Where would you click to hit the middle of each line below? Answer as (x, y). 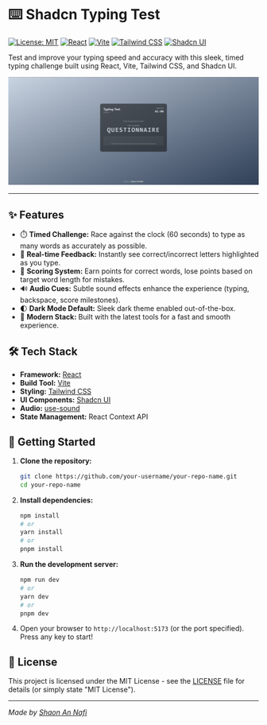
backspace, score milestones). (70, 300)
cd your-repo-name (50, 485)
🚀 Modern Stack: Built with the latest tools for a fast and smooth (125, 317)
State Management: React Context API (84, 417)
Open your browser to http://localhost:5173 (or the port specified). (132, 629)
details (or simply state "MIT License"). (72, 690)
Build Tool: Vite (45, 383)
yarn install (41, 533)
